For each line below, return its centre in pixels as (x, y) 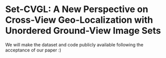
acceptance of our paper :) (33, 50)
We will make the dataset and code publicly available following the (74, 44)
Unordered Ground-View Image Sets (83, 31)
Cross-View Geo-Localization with (79, 20)
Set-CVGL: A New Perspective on (77, 9)
